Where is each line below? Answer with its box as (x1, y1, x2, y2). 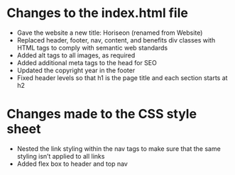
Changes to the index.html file (6, 5, 189, 21)
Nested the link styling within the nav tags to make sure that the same (16, 144, 221, 153)
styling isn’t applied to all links (16, 152, 105, 160)
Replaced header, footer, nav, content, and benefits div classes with (16, 35, 216, 44)
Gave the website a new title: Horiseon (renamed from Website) (16, 28, 203, 37)
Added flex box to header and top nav (16, 159, 129, 168)
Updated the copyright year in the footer (16, 66, 136, 74)
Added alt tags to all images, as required (16, 51, 136, 60)
